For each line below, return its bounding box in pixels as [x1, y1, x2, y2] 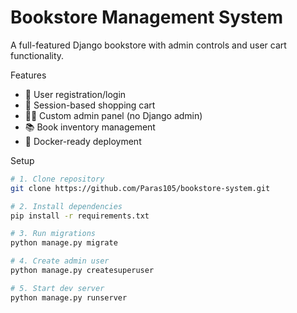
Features [10, 69, 47, 81]
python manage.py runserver [10, 292, 128, 303]
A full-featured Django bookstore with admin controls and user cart [10, 39, 287, 51]
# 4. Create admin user [10, 256, 110, 266]
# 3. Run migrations [10, 229, 97, 239]
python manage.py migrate [10, 238, 118, 248]
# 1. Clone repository [10, 174, 105, 184]
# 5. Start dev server [10, 283, 105, 293]
